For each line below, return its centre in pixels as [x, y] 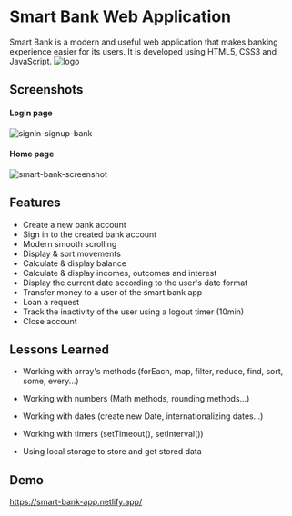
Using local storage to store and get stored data [112, 451]
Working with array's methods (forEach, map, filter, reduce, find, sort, [153, 372]
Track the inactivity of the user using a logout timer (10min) [133, 312]
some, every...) [50, 381]
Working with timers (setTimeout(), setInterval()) [113, 434]
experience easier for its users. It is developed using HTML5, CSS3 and [143, 51]
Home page [32, 154]
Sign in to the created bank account [90, 234]
